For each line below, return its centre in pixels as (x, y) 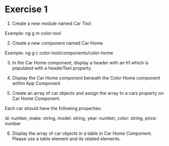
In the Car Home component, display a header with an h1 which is (80, 62)
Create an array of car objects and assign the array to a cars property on (88, 93)
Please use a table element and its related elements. (66, 138)
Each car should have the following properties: (53, 108)
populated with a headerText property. (52, 68)
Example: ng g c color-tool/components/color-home (59, 53)
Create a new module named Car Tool (52, 23)
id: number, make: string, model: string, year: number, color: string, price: (81, 118)
